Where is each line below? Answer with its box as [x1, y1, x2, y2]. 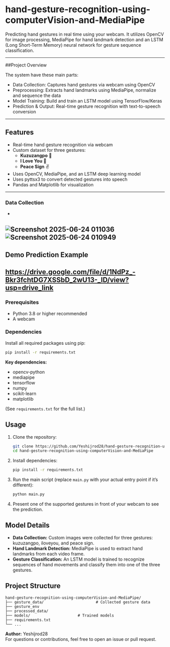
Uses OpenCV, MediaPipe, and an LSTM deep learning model [12, 171, 141, 177]
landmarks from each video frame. [12, 551, 85, 557]
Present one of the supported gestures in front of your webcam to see [12, 501, 159, 507]
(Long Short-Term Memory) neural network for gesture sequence [5, 42, 142, 48]
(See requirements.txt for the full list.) [5, 405, 86, 412]
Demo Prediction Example [5, 250, 89, 259]
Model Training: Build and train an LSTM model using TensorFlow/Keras [12, 98, 162, 104]
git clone [12, 443, 34, 449]
